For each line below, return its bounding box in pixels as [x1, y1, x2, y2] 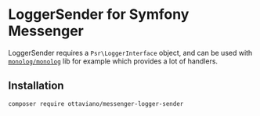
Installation [8, 79, 64, 92]
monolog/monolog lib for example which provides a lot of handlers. [8, 56, 218, 66]
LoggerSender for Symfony [8, 5, 190, 24]
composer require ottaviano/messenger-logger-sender [8, 100, 184, 107]
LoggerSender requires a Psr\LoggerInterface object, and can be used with [8, 48, 253, 57]
